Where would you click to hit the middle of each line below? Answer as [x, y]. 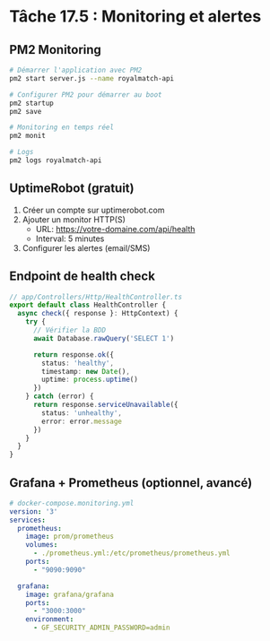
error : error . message [82, 421]
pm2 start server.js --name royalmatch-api [92, 78]
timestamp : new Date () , [86, 371]
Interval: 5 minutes [70, 238]
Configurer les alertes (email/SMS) [86, 247]
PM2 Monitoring [55, 50]
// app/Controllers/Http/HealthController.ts [96, 297]
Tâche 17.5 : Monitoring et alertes [135, 17]
